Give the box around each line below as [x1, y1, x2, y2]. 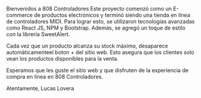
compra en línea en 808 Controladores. [6, 73, 104, 80]
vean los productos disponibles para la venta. [6, 55, 119, 62]
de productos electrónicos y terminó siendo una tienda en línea [34, 11, 190, 19]
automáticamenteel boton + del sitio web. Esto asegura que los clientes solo [6, 49, 194, 56]
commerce [6, 11, 33, 19]
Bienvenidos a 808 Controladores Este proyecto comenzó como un [6, 5, 172, 12]
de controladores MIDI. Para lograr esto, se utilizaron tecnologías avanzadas [6, 18, 195, 25]
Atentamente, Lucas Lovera [6, 85, 74, 92]
